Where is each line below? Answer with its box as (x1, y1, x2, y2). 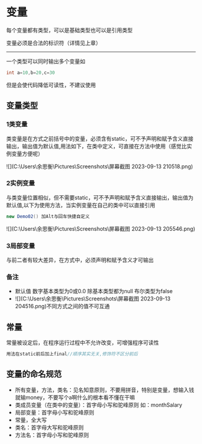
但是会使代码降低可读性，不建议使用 (6, 81, 96, 88)
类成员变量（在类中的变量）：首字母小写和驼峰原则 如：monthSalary (14, 401, 182, 409)
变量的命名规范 (6, 369, 62, 379)
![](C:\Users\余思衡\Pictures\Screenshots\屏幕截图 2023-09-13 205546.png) (6, 225, 195, 232)
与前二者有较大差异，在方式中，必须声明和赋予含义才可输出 (6, 256, 154, 263)
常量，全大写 (14, 416, 47, 424)
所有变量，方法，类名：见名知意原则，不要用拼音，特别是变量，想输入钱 (14, 386, 194, 394)
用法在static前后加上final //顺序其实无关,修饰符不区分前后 (6, 351, 138, 357)
